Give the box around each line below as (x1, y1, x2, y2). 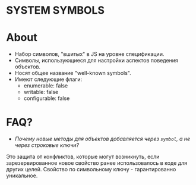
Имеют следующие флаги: (14, 76, 82, 83)
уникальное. (6, 172, 38, 179)
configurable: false (23, 95, 70, 102)
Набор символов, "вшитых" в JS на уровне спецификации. (14, 51, 165, 58)
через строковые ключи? (14, 142, 79, 149)
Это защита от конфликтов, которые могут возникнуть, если (6, 153, 160, 161)
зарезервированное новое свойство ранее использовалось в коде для (6, 159, 188, 167)
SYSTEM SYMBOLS (6, 4, 105, 17)
